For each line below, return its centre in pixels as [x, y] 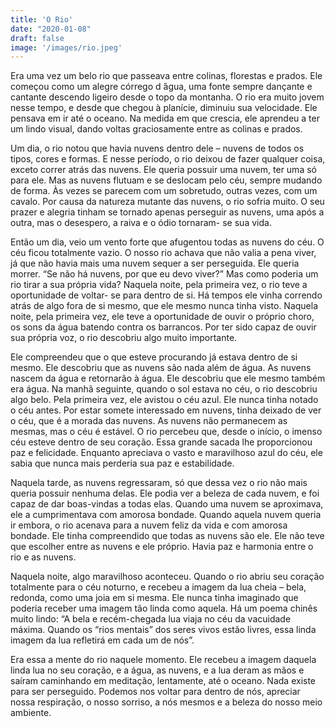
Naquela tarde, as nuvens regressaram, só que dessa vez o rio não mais [159, 483]
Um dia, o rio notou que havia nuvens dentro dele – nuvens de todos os [157, 148]
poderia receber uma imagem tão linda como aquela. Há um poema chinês [164, 608]
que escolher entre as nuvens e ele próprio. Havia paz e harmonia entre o [162, 547]
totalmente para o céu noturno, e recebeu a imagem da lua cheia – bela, [158, 587]
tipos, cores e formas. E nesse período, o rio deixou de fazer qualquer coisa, [168, 159]
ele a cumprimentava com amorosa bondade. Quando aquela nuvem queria [166, 515]
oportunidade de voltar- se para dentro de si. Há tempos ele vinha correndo [166, 295]
